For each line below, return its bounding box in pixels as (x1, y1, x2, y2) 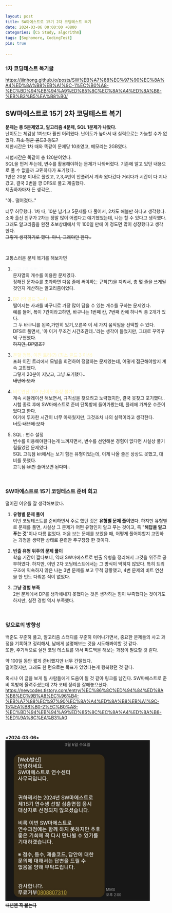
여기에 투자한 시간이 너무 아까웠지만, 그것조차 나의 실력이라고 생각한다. (12, 414, 154, 420)
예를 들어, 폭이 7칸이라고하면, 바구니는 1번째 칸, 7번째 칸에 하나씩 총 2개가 (12, 308, 161, 315)
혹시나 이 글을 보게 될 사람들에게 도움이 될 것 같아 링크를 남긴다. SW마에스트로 (5, 675, 162, 681)
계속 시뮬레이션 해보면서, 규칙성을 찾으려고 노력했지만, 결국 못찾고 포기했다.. (12, 395, 165, 401)
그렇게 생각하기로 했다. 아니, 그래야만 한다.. (5, 234, 91, 240)
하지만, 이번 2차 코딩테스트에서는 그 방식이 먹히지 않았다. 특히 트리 (32, 561, 165, 567)
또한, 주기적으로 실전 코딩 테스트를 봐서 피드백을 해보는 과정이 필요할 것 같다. (5, 647, 159, 653)
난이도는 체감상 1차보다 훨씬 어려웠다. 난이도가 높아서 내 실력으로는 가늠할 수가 (5, 130, 162, 136)
